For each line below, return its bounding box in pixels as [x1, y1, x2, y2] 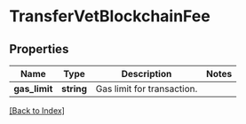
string [60, 82, 87, 95]
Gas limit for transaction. [95, 82, 198, 95]
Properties [9, 42, 69, 57]
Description [121, 68, 172, 80]
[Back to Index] [9, 105, 65, 116]
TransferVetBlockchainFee [9, 6, 210, 27]
